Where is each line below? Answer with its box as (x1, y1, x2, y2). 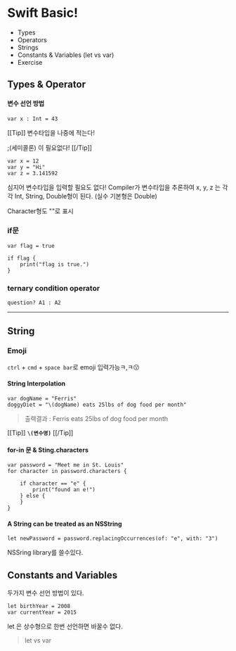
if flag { (7, 255, 37, 262)
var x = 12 (7, 157, 39, 165)
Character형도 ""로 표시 (7, 206, 74, 215)
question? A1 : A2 (7, 299, 61, 307)
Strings (17, 43, 39, 51)
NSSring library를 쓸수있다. (7, 548, 84, 557)
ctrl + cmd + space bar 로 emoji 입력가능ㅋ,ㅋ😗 (7, 362, 140, 371)
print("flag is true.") (20, 260, 90, 268)
